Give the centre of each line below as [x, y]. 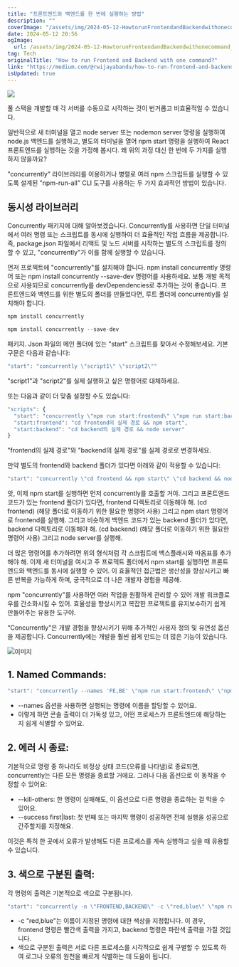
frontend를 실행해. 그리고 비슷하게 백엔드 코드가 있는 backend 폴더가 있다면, [121, 520]
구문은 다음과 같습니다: [39, 353]
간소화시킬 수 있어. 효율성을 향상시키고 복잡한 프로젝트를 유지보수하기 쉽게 [123, 604]
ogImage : [20, 41]
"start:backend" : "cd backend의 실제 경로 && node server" [99, 429]
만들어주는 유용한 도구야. [42, 613]
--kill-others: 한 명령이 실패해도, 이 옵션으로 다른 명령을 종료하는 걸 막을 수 [121, 799]
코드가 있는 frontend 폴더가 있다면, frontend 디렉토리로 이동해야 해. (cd [107, 502]
